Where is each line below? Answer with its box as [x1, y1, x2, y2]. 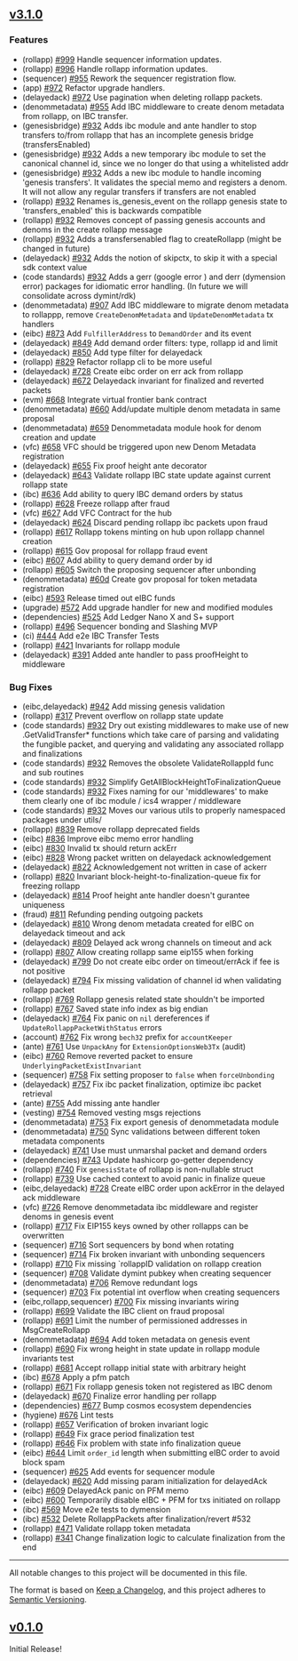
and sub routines [21, 766, 84, 777]
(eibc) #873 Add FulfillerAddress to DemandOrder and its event [21, 328, 252, 339]
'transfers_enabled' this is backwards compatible [21, 205, 202, 216]
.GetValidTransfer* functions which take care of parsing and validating [21, 729, 279, 740]
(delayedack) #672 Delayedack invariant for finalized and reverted [21, 375, 264, 386]
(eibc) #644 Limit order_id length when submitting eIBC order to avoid [21, 1447, 280, 1457]
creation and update [21, 431, 97, 443]
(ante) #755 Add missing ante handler [21, 1097, 161, 1108]
